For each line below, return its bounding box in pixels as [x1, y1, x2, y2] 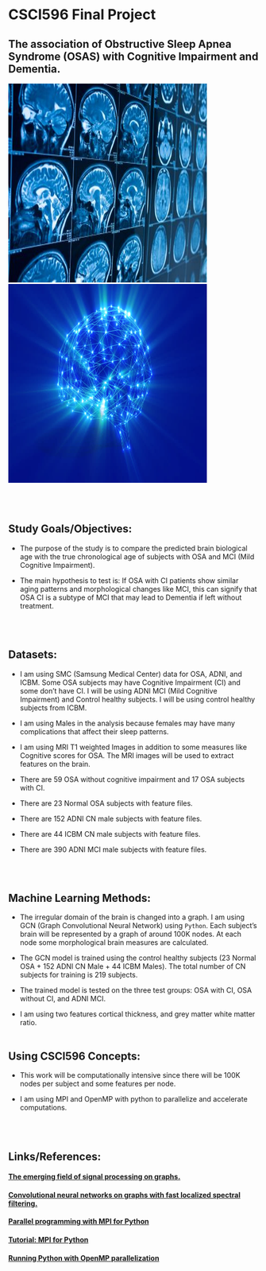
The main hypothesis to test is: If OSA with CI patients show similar [19, 575, 239, 585]
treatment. [19, 601, 54, 610]
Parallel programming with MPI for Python [8, 1217, 149, 1226]
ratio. [19, 1018, 37, 1028]
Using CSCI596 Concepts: [8, 1049, 141, 1063]
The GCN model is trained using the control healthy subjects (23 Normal [19, 953, 256, 963]
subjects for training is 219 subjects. [19, 970, 138, 980]
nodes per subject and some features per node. [19, 1079, 176, 1089]
